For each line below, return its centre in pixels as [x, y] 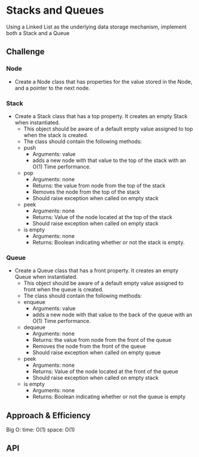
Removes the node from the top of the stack [86, 192]
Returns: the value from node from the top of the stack [99, 185]
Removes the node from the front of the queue [89, 346]
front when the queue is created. [63, 290]
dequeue [34, 328]
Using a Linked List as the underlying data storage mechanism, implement [96, 27]
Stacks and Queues [55, 10]
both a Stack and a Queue [38, 33]
